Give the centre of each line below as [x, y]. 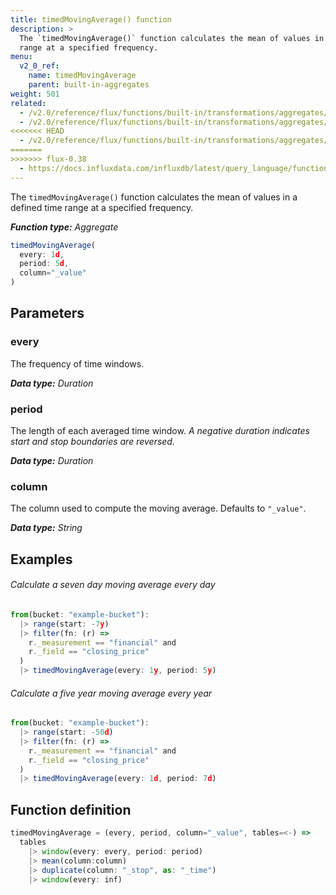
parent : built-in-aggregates [89, 85]
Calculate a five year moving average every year [111, 693]
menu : [21, 57]
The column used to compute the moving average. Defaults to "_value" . [158, 508]
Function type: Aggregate [64, 227]
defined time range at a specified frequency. [102, 207]
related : [28, 103]
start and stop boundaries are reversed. [92, 441]
